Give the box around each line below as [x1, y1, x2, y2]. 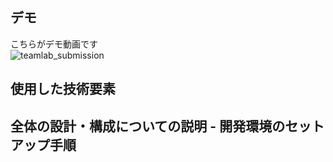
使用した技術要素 [10, 81, 116, 98]
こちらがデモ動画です [10, 38, 98, 50]
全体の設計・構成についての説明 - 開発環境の [10, 118, 286, 135]
